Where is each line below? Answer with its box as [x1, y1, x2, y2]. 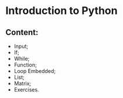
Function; [13, 61, 37, 68]
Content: [5, 27, 39, 37]
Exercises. [13, 86, 39, 93]
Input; [13, 43, 29, 50]
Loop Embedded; [13, 68, 56, 74]
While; [13, 55, 30, 62]
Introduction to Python [5, 4, 118, 17]
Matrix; [13, 80, 32, 87]
